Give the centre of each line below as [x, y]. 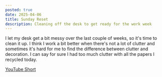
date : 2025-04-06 [23, 15]
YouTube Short [21, 69]
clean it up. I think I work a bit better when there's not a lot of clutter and [80, 44]
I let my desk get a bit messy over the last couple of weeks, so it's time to [81, 38]
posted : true [19, 10]
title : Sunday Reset [27, 19]
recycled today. [21, 60]
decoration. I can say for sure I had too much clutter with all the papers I [80, 54]
